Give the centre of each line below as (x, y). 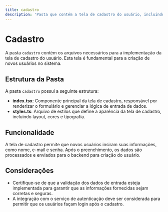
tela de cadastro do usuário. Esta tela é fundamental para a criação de (77, 58)
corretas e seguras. (32, 193)
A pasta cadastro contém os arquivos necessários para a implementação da (83, 53)
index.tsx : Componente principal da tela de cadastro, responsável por (85, 101)
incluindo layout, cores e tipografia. (49, 117)
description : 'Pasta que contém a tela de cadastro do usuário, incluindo (85, 14)
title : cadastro (22, 10)
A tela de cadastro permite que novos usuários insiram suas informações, (81, 145)
